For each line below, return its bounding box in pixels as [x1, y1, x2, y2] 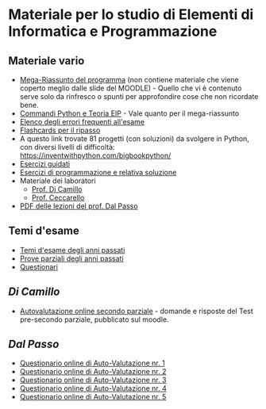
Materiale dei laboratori [19, 176, 97, 185]
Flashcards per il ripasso [19, 125, 101, 135]
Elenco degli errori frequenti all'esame [19, 117, 145, 126]
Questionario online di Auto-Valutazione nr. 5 [19, 392, 167, 402]
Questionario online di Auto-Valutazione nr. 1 [19, 358, 165, 368]
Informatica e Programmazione [8, 22, 218, 40]
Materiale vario [8, 54, 85, 67]
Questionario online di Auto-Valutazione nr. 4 [19, 384, 167, 393]
